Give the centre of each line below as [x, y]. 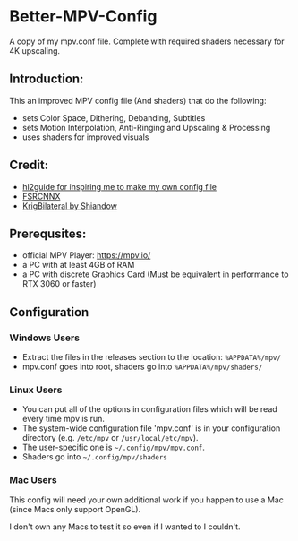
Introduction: [47, 79]
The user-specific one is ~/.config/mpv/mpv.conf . [114, 447]
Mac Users [33, 480]
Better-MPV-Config [83, 17]
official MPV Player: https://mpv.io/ [86, 255]
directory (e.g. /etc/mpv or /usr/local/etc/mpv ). [110, 438]
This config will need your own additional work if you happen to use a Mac [146, 500]
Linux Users [36, 390]
